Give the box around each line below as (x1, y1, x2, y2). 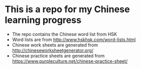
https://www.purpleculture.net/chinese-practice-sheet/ (12, 58, 128, 64)
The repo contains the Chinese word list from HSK (12, 31, 117, 37)
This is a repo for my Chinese (5, 4, 130, 15)
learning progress (5, 14, 82, 26)
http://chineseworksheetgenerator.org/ (12, 47, 94, 53)
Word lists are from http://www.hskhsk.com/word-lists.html (12, 37, 136, 43)
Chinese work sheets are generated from (12, 42, 98, 48)
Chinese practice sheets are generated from (12, 52, 105, 59)
